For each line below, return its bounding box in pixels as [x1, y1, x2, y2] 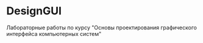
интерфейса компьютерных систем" [6, 30, 102, 37]
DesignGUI [6, 4, 62, 18]
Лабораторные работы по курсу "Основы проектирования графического [6, 24, 197, 31]
